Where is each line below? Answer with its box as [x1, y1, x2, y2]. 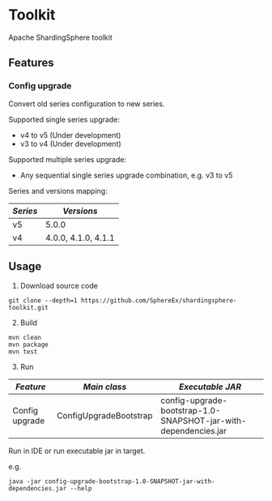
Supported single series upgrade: [8, 114, 120, 124]
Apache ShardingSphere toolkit [8, 32, 113, 42]
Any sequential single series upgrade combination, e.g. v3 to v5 [19, 170, 233, 180]
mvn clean [8, 334, 42, 342]
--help [70, 485, 92, 493]
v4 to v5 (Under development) [19, 130, 121, 139]
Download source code [19, 281, 99, 291]
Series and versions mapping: [8, 186, 108, 195]
